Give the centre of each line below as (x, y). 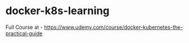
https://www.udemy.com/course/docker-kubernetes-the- (114, 27)
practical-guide (24, 33)
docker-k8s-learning (58, 11)
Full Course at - (24, 27)
